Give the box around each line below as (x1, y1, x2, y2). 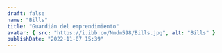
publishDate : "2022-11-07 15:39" (7, 36, 104, 43)
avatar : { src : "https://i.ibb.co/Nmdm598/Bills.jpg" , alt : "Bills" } (7, 29, 216, 36)
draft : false (7, 10, 45, 17)
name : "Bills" (7, 17, 49, 23)
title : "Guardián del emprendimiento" (7, 23, 119, 30)
